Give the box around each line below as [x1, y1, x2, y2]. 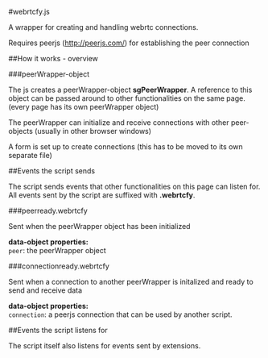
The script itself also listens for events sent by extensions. [8, 341, 201, 350]
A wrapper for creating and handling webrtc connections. [8, 23, 199, 31]
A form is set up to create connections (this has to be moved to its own [8, 142, 243, 152]
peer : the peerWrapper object [8, 246, 106, 255]
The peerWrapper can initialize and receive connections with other [8, 118, 229, 127]
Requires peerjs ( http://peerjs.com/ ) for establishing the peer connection [8, 38, 249, 48]
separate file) [8, 151, 52, 160]
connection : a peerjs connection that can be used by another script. [8, 310, 233, 319]
